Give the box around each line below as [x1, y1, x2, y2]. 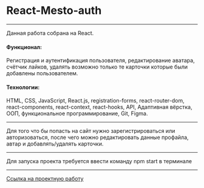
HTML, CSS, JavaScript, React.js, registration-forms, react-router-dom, [6, 97, 185, 104]
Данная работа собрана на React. [6, 29, 94, 36]
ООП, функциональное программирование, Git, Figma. [6, 110, 148, 117]
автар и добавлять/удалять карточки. [6, 140, 104, 147]
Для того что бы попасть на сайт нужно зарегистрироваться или [6, 127, 175, 135]
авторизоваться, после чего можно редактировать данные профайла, [6, 134, 189, 141]
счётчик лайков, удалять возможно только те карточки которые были [6, 63, 188, 70]
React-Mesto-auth [6, 4, 102, 18]
